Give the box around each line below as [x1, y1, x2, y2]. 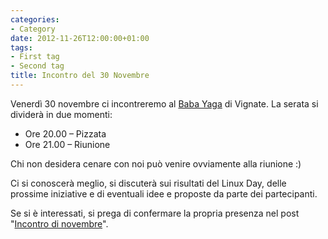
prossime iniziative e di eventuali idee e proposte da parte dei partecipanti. [10, 187, 318, 200]
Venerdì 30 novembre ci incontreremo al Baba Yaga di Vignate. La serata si [10, 97, 319, 110]
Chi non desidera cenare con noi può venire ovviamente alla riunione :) [10, 157, 302, 170]
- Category [10, 24, 56, 34]
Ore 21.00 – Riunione [24, 138, 111, 150]
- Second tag [10, 61, 65, 71]
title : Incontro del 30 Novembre [10, 71, 150, 81]
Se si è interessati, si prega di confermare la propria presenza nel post [10, 207, 300, 219]
